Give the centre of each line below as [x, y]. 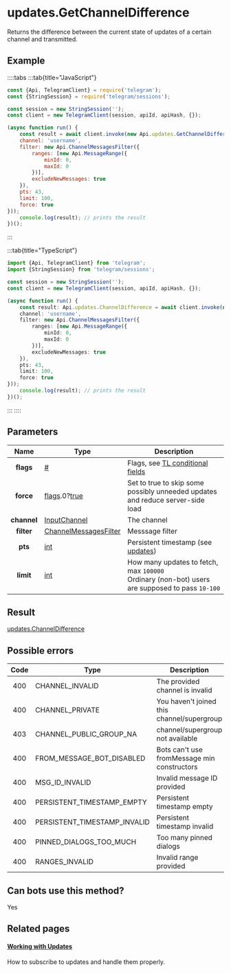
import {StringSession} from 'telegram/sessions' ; [81, 270]
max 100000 [145, 570]
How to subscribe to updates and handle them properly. [86, 962]
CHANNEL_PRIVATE [67, 710]
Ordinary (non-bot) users [168, 579]
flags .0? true [64, 496]
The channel [147, 520]
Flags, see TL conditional [167, 463]
